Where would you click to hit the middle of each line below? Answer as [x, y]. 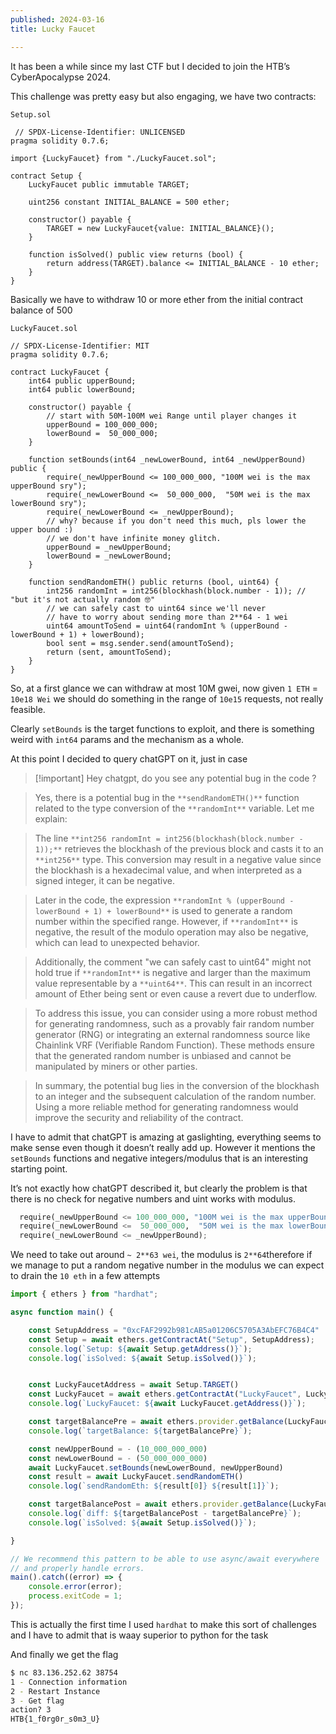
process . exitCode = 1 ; [75, 1596]
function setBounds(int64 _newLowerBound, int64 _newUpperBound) [167, 459]
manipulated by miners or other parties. [116, 1066]
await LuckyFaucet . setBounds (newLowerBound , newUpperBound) [156, 1467]
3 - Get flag [37, 1701]
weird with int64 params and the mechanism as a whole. [127, 739]
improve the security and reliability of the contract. [139, 1117]
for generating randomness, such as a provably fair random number [174, 1023]
